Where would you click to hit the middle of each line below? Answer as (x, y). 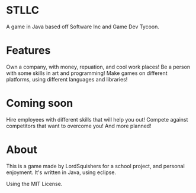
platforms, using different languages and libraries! (67, 79)
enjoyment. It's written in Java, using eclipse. (61, 172)
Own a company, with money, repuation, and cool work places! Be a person (98, 67)
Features (28, 50)
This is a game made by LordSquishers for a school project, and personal (95, 166)
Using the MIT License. (34, 184)
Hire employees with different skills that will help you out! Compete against (97, 119)
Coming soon (40, 103)
